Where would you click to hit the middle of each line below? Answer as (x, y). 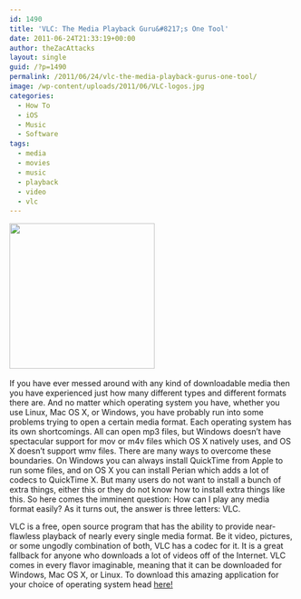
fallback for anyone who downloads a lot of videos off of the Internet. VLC (148, 555)
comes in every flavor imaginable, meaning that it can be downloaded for (146, 565)
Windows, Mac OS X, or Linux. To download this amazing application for (144, 575)
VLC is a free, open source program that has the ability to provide (131, 526)
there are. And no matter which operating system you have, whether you (145, 403)
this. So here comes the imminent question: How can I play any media (140, 499)
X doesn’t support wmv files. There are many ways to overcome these (141, 451)
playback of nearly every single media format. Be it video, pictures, (167, 536)
